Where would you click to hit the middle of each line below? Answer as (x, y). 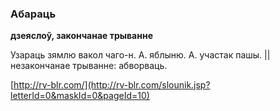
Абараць (33, 14)
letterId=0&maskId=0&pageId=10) (80, 96)
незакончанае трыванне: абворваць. (89, 66)
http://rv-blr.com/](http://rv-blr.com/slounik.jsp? (112, 85)
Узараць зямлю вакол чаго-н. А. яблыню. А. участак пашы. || (140, 55)
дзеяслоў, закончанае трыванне (81, 36)
